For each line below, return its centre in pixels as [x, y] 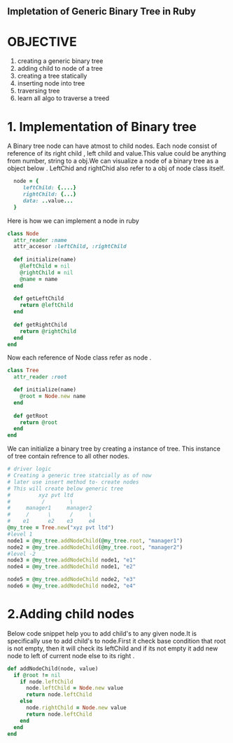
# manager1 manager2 [50, 508]
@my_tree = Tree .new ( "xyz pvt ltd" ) [61, 528]
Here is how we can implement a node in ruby [73, 221]
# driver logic [29, 469]
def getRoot [31, 416]
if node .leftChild [47, 682]
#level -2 [22, 554]
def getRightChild [41, 325]
